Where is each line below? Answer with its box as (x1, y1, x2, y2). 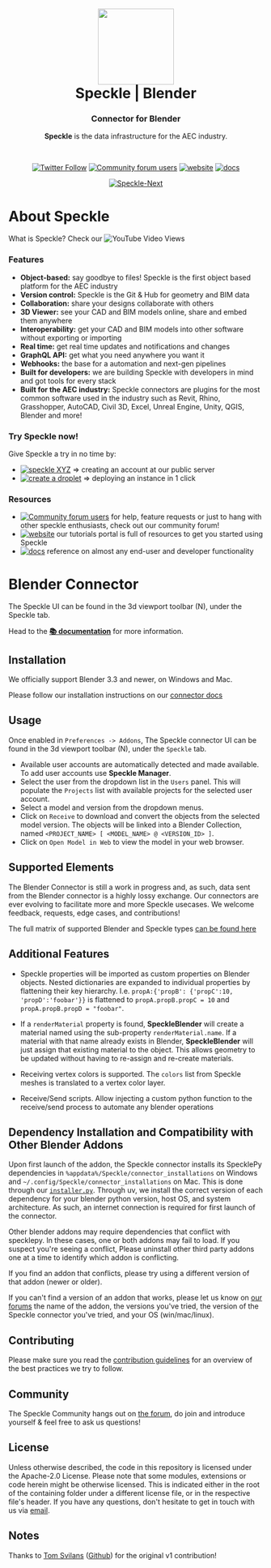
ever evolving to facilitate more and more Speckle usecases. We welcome (8, 899, 255, 909)
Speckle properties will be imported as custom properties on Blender (19, 969, 251, 979)
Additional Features (8, 947, 110, 961)
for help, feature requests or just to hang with (110, 512, 262, 522)
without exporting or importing (19, 332, 122, 342)
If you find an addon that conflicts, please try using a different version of (8, 1269, 250, 1279)
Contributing (8, 1334, 74, 1347)
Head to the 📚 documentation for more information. (8, 627, 184, 636)
